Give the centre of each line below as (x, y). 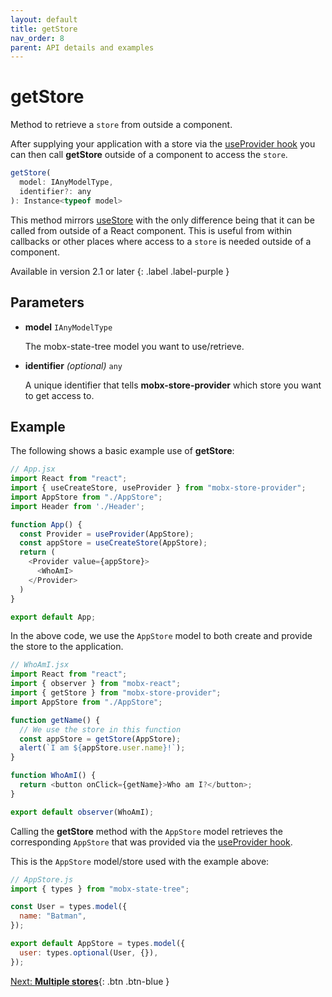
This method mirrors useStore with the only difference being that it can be (162, 220)
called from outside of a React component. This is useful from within (151, 230)
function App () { (46, 524)
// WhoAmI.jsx (40, 665)
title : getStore (44, 29)
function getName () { (55, 720)
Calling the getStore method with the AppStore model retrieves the (147, 831)
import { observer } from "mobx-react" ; (96, 684)
